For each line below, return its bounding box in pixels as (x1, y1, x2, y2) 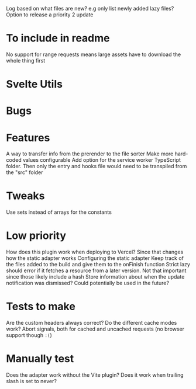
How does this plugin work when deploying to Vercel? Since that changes (6, 248, 184, 256)
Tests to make (6, 300, 76, 313)
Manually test (6, 352, 74, 366)
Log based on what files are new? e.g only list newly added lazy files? (6, 5, 174, 12)
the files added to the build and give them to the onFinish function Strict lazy (6, 261, 190, 268)
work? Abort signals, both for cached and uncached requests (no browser (6, 325, 185, 332)
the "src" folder (6, 169, 43, 176)
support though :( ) (6, 332, 52, 339)
